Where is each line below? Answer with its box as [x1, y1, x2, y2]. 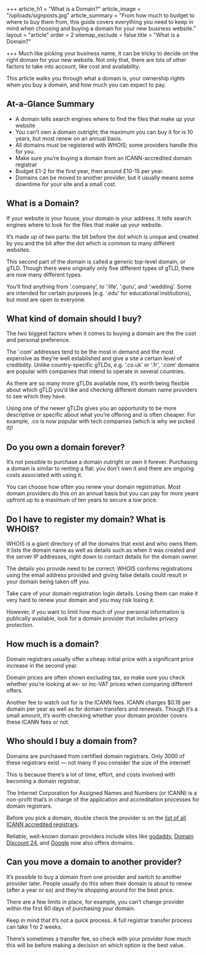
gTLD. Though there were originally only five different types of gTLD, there [6, 264, 195, 272]
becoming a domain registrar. [6, 777, 81, 784]
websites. [6, 246, 31, 253]
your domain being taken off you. [6, 578, 90, 586]
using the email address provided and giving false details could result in [6, 571, 188, 579]
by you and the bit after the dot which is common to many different [6, 239, 175, 247]
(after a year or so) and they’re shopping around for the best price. [6, 886, 175, 894]
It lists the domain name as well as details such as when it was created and [6, 546, 196, 554]
